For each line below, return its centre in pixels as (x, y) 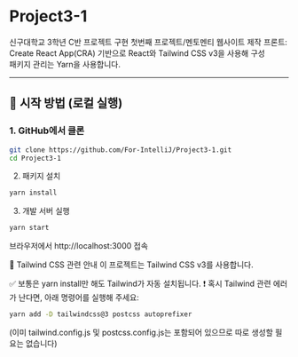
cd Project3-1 (35, 158)
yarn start (29, 228)
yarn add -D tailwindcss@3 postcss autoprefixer (101, 314)
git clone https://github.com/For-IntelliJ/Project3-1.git (121, 150)
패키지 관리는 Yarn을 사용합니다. (65, 64)
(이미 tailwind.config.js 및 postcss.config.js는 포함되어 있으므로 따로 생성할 (141, 332)
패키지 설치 (41, 176)
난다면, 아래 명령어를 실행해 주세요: (78, 297)
